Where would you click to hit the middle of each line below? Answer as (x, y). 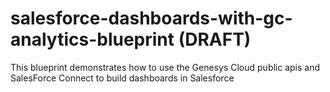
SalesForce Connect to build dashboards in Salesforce (122, 78)
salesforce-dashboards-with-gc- (151, 18)
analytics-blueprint (92, 39)
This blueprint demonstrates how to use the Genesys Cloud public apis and (165, 67)
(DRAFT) (215, 39)
